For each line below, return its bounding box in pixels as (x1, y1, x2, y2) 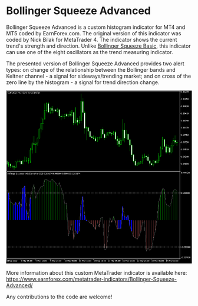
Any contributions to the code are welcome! (6, 293, 113, 301)
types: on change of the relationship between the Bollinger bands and (6, 66, 176, 73)
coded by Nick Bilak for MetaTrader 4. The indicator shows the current (6, 36, 177, 43)
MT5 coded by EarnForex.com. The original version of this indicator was (6, 29, 181, 36)
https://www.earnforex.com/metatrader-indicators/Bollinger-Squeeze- (6, 275, 177, 283)
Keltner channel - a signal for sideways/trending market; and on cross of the (6, 72, 192, 79)
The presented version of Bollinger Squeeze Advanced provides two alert (6, 60, 184, 67)
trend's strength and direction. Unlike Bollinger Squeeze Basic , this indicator (6, 42, 191, 49)
